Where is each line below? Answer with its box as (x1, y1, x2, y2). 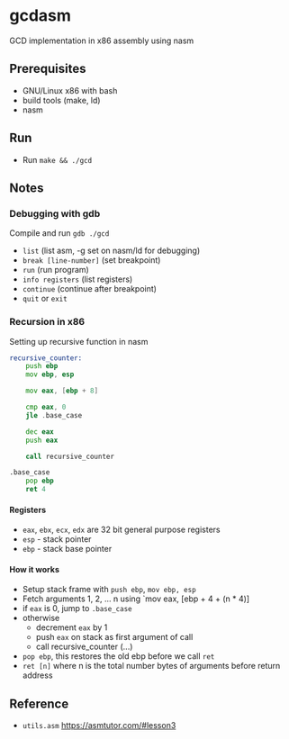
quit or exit (22, 293, 68, 304)
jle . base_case (25, 410, 83, 419)
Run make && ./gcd (22, 154, 93, 165)
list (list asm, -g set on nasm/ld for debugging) (22, 245, 201, 257)
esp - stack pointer (22, 534, 92, 545)
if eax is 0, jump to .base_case (22, 603, 132, 614)
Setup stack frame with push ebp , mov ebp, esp (22, 584, 196, 595)
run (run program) (22, 265, 90, 275)
